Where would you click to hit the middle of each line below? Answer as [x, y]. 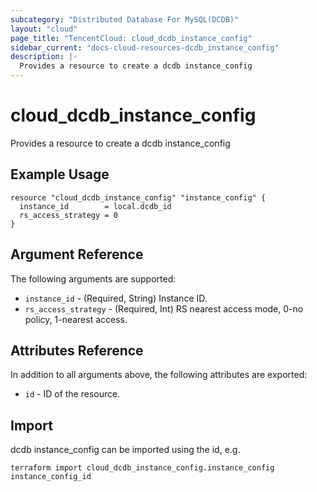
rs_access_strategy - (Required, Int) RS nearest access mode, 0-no [164, 308]
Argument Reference [77, 254]
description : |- [44, 57]
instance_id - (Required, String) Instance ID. [116, 298]
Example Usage [60, 174]
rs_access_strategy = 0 [68, 215]
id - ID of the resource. [72, 394]
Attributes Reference [77, 350]
